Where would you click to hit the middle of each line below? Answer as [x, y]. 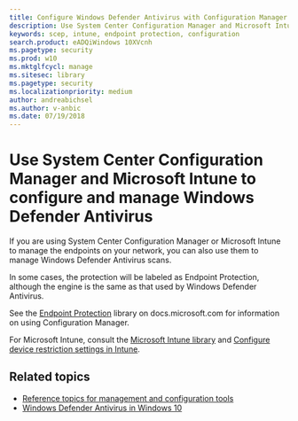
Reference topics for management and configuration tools [128, 398]
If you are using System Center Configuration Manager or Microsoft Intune [145, 241]
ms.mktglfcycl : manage [51, 67]
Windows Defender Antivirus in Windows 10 [102, 408]
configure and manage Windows [132, 198]
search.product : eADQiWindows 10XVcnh [81, 42]
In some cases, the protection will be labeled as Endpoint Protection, [134, 277]
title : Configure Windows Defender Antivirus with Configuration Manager [149, 17]
